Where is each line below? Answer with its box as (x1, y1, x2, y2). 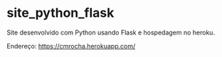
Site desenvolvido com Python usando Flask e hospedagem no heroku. (6, 28, 215, 37)
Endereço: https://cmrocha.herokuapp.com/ (6, 42, 136, 50)
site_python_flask (6, 5, 115, 21)
